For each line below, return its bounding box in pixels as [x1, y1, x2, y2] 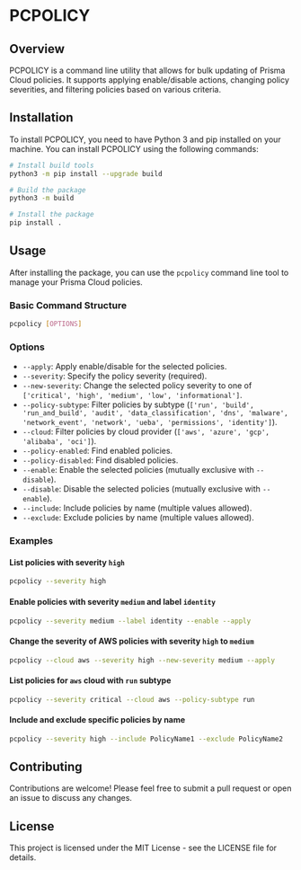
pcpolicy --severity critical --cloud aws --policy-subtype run [9, 695, 255, 704]
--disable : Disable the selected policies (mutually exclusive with [22, 484, 261, 494]
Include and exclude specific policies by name [9, 715, 186, 725]
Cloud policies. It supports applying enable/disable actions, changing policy [9, 75, 290, 85]
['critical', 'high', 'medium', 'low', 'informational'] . [22, 390, 243, 401]
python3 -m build [9, 194, 75, 203]
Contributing [9, 759, 83, 775]
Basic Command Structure [9, 298, 128, 311]
